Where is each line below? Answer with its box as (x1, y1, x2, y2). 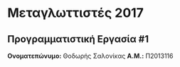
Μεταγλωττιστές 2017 (7, 5, 144, 21)
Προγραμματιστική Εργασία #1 (7, 33, 149, 45)
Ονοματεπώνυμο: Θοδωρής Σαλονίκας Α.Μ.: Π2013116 (7, 51, 174, 60)
